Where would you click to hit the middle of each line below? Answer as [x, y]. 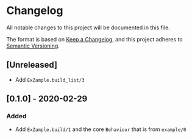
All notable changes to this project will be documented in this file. [88, 27]
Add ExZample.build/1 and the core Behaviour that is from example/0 [101, 129]
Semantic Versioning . [33, 46]
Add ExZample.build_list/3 [50, 79]
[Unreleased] [32, 65]
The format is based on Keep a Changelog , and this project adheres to [94, 39]
